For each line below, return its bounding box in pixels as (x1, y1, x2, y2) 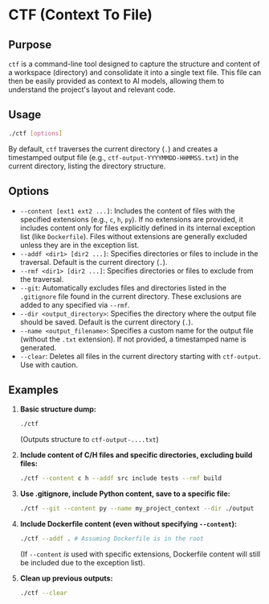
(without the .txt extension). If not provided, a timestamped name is (19, 334, 247, 344)
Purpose (8, 38, 52, 52)
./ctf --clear (19, 589, 67, 597)
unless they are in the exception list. (19, 240, 139, 250)
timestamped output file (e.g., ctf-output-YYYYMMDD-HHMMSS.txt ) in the (8, 152, 239, 162)
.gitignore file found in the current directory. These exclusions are (19, 292, 243, 301)
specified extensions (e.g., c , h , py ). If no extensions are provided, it (19, 214, 243, 224)
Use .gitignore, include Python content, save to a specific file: (19, 489, 230, 499)
